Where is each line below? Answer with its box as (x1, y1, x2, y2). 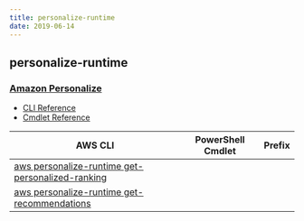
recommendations (14, 198, 92, 210)
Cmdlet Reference (22, 112, 90, 123)
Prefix (263, 139, 290, 152)
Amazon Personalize (9, 82, 102, 95)
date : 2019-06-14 (9, 22, 75, 31)
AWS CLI (75, 139, 115, 152)
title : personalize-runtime (9, 13, 116, 23)
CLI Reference (22, 103, 77, 114)
